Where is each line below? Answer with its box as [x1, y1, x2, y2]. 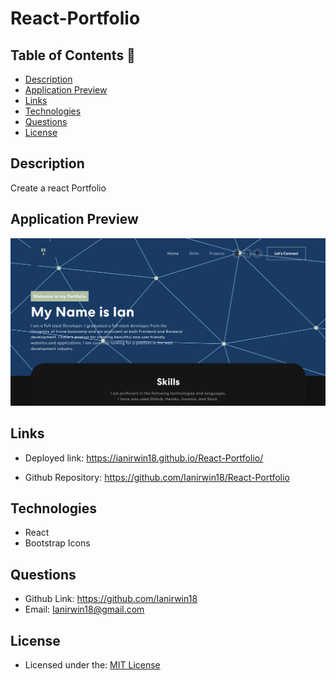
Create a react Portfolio [10, 182, 107, 194]
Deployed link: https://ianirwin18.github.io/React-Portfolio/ [24, 452, 264, 464]
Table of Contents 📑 [10, 47, 136, 64]
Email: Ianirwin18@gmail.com [24, 603, 145, 616]
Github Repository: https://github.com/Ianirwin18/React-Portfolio [24, 471, 290, 483]
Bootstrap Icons [24, 537, 91, 549]
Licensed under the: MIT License [24, 659, 161, 671]
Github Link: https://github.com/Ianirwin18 [24, 593, 198, 605]
